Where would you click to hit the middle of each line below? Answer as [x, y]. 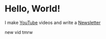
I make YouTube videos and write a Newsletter [53, 22]
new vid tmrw [19, 32]
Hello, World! [33, 9]
